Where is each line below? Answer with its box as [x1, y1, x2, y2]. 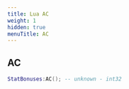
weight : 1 [7, 17, 37, 24]
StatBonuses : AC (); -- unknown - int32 [7, 75, 122, 83]
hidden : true [7, 23, 46, 31]
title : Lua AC [7, 10, 50, 18]
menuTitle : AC [7, 30, 50, 38]
